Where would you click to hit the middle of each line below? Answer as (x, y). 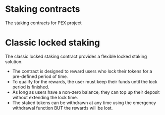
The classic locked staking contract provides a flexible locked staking (76, 56)
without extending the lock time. (45, 97)
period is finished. (31, 87)
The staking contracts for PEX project (43, 23)
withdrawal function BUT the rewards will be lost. (62, 108)
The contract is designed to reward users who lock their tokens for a (82, 71)
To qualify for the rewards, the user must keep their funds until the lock (85, 81)
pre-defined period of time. (40, 76)
